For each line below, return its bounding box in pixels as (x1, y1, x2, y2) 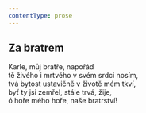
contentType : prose (8, 11, 73, 20)
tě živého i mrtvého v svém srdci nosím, (8, 71, 139, 80)
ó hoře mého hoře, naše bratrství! (8, 96, 117, 106)
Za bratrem (8, 41, 65, 55)
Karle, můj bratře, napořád (8, 62, 94, 72)
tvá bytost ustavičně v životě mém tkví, (8, 79, 136, 88)
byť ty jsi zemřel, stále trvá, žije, (8, 88, 113, 97)
